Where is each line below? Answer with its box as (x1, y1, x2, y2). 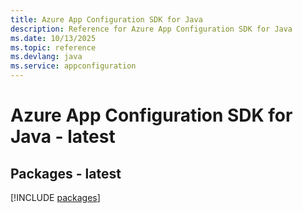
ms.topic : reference (10, 42, 97, 53)
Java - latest (10, 126, 116, 148)
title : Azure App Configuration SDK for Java (10, 14, 203, 25)
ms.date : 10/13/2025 (10, 33, 97, 43)
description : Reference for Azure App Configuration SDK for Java (10, 24, 293, 34)
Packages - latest (10, 165, 122, 182)
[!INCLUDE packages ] (10, 192, 101, 203)
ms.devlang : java (10, 52, 83, 62)
